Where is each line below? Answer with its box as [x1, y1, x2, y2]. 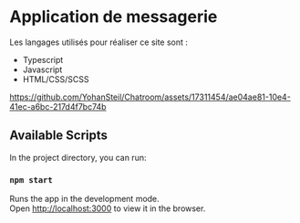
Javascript [22, 64, 63, 75]
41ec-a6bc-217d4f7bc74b [9, 101, 107, 111]
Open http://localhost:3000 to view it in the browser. [9, 203, 206, 214]
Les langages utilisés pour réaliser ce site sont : [9, 37, 189, 48]
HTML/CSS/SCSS [22, 73, 89, 84]
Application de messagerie [9, 6, 218, 27]
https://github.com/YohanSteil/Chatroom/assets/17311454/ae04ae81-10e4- [9, 91, 292, 102]
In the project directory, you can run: [9, 152, 147, 163]
